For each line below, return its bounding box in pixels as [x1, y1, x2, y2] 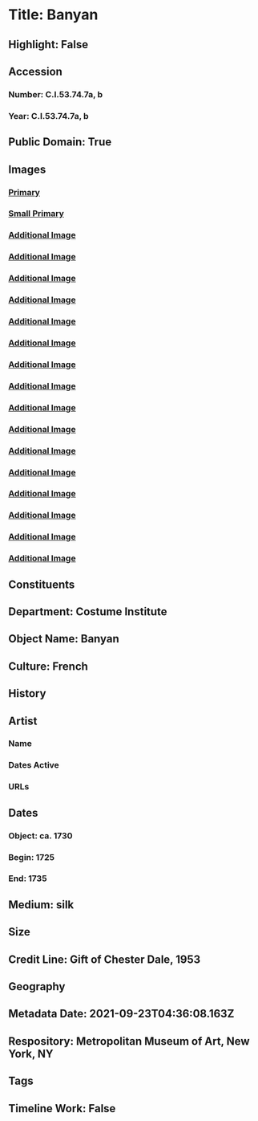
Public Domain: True [8, 135, 112, 149]
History [8, 687, 46, 700]
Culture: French [8, 659, 88, 673]
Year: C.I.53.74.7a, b [8, 110, 90, 121]
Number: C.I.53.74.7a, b [8, 88, 103, 100]
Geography [8, 980, 66, 993]
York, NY [8, 1046, 54, 1061]
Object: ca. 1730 [8, 830, 74, 841]
